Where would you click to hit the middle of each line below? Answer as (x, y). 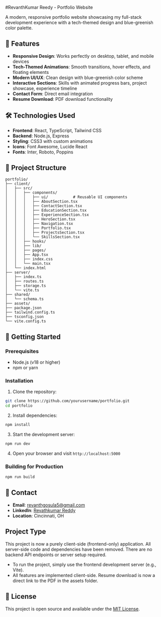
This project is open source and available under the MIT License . (73, 609)
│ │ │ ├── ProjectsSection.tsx (45, 233)
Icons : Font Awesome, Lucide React (50, 146)
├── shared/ (18, 295)
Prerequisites (22, 351)
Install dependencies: (35, 415)
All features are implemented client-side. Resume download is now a (84, 575)
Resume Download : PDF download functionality (63, 99)
